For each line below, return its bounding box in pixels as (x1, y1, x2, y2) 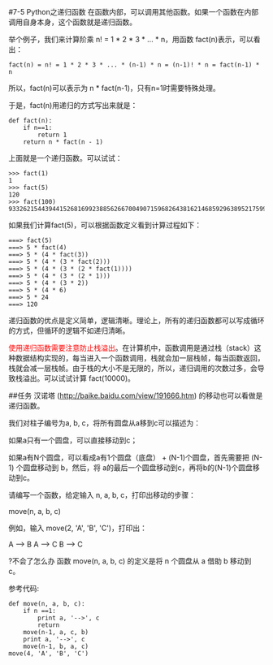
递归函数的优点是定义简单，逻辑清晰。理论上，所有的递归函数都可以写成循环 (8, 316, 265, 325)
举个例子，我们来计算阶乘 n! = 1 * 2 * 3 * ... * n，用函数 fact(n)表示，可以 (8, 35, 254, 44)
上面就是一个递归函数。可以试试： (8, 153, 123, 162)
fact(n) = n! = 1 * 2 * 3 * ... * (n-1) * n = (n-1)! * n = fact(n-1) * (8, 61, 260, 69)
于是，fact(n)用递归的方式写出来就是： (8, 101, 138, 110)
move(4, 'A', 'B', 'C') (8, 650, 89, 658)
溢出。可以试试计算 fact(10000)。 (22, 374, 136, 383)
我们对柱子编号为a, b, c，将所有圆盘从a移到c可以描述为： (8, 418, 201, 428)
